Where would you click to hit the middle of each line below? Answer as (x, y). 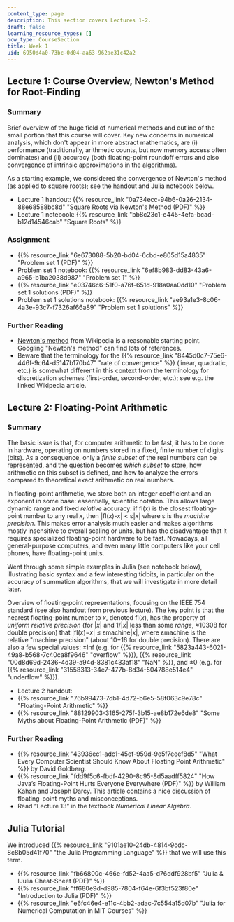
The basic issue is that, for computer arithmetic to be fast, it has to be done (116, 442)
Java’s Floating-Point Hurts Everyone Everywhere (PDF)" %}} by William (121, 784)
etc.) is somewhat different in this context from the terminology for (113, 371)
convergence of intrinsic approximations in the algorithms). (92, 165)
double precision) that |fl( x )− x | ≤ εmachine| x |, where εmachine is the (107, 632)
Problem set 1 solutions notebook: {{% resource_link (93, 299)
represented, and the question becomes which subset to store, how (105, 465)
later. (15, 589)
